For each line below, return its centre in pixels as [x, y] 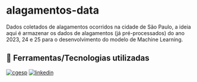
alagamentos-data [53, 10]
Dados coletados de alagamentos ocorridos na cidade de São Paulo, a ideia [99, 27]
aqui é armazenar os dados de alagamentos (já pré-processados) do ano [96, 33]
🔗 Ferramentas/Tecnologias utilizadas [78, 58]
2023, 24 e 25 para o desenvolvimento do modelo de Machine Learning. [95, 39]
